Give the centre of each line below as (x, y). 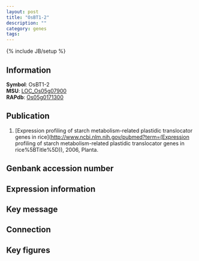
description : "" (26, 23)
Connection (28, 229)
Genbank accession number (60, 169)
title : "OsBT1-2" (28, 17)
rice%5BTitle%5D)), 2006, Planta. (57, 149)
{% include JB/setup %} (36, 51)
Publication (28, 116)
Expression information (51, 189)
